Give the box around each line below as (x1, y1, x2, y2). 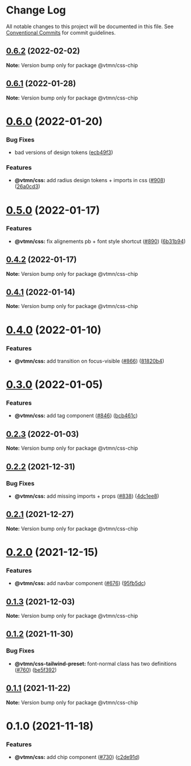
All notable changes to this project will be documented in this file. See (6, 23, 174, 30)
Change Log (6, 4, 66, 17)
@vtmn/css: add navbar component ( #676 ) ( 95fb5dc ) (14, 580, 146, 587)
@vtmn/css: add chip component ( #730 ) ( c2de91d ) (14, 754, 140, 761)
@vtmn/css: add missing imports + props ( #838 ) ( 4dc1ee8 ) (14, 493, 159, 500)
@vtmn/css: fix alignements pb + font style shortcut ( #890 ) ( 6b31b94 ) (14, 238, 186, 245)
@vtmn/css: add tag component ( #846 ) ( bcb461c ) (14, 412, 138, 419)
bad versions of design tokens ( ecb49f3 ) (14, 149, 113, 156)
